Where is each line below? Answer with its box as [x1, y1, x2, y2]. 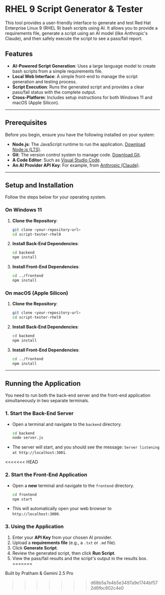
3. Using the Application [5, 523, 64, 530]
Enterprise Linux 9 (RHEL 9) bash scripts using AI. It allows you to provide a [5, 25, 158, 31]
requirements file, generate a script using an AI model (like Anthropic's [5, 30, 148, 36]
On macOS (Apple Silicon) [5, 290, 68, 297]
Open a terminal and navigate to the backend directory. [12, 421, 122, 427]
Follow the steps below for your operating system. [5, 194, 107, 200]
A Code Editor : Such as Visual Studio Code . [12, 157, 101, 163]
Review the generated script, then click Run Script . [12, 550, 116, 556]
